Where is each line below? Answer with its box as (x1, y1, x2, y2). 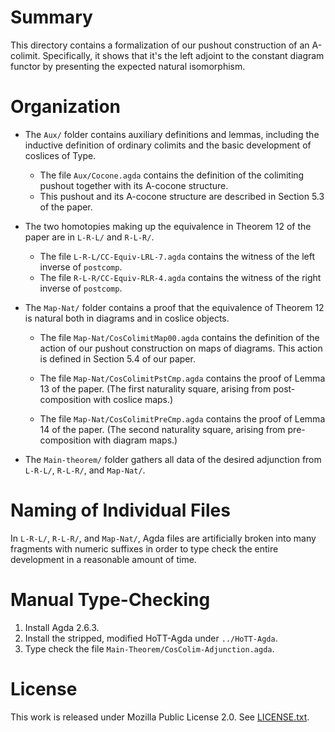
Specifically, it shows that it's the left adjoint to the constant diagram (42, 49, 325, 61)
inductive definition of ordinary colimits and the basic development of (24, 139, 312, 151)
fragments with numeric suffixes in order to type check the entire (10, 542, 279, 555)
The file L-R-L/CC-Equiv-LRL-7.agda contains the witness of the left (39, 250, 316, 262)
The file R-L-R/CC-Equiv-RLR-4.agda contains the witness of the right (39, 271, 322, 283)
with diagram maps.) (93, 434, 178, 446)
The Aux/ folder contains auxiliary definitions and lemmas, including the (24, 128, 320, 140)
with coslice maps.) (93, 393, 174, 405)
